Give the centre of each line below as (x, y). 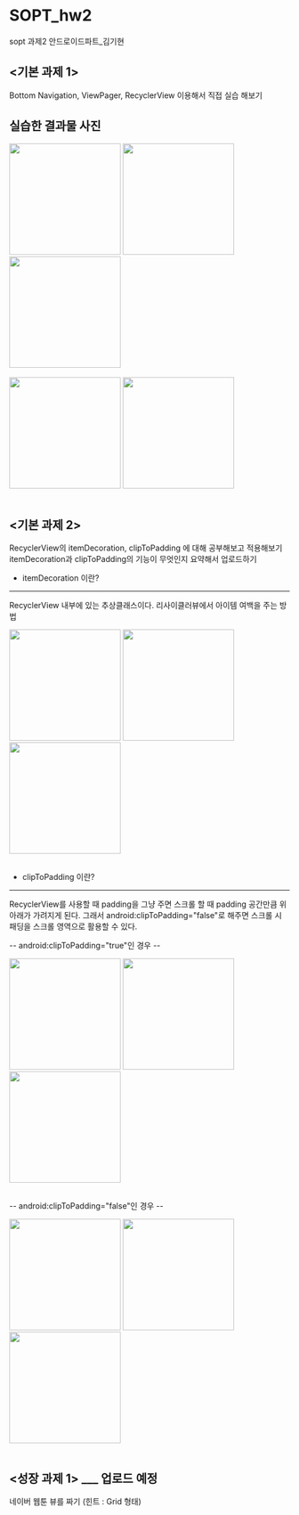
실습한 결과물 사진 (55, 126)
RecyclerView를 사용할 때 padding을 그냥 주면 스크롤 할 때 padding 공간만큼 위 (148, 904)
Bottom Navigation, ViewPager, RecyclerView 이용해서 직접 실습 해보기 (136, 95)
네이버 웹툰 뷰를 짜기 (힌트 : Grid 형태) (76, 1502)
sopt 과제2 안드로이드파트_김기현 (67, 41)
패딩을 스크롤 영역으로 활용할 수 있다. (73, 926)
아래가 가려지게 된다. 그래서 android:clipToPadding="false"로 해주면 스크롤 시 (145, 916)
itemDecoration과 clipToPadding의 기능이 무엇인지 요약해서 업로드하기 (133, 559)
